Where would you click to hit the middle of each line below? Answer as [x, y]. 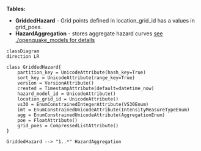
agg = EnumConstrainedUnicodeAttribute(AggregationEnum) [91, 115]
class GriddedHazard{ [34, 67]
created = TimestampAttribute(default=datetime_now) [86, 88]
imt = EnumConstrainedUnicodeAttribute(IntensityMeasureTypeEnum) [104, 110]
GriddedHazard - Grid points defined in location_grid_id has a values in [105, 20]
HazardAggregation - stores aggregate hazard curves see [89, 33]
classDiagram [23, 51]
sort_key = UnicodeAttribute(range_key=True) [76, 78]
